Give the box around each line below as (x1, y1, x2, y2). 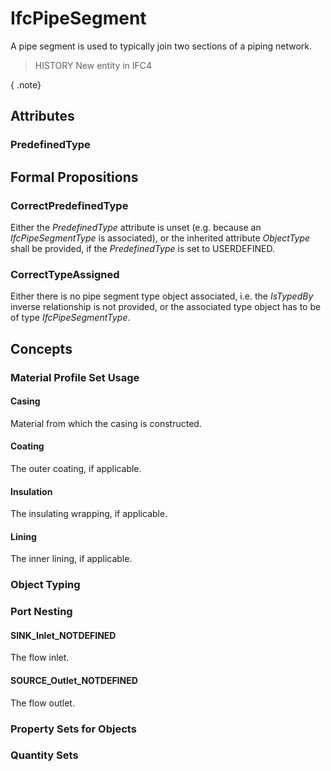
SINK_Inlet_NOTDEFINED (10, 629, 117, 641)
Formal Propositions (10, 168, 139, 186)
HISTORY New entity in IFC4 (34, 59, 153, 71)
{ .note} (10, 78, 42, 91)
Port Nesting (10, 605, 73, 619)
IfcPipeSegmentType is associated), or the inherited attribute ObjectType (10, 232, 311, 244)
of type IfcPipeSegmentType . (10, 312, 131, 324)
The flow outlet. (10, 697, 75, 709)
